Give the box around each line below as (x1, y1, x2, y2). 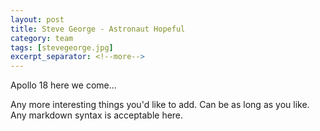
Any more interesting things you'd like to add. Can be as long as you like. (10, 99, 310, 111)
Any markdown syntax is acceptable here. (10, 109, 184, 121)
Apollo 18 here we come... (10, 79, 117, 91)
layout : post (10, 14, 65, 25)
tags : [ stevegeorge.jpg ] (10, 42, 114, 53)
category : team (10, 33, 74, 43)
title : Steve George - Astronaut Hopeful (10, 24, 186, 34)
